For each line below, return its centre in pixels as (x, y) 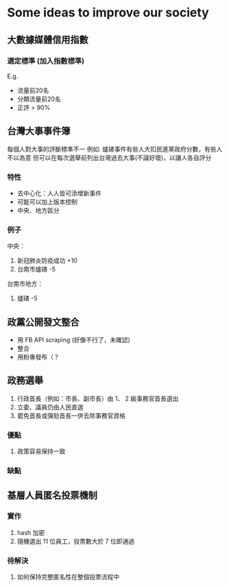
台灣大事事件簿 (39, 131)
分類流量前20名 (39, 99)
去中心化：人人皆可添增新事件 (59, 193)
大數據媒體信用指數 (48, 39)
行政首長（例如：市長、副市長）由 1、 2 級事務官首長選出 (98, 398)
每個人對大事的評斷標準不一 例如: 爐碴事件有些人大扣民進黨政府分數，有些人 (115, 149)
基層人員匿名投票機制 (52, 495)
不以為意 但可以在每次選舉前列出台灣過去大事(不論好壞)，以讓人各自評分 (109, 157)
